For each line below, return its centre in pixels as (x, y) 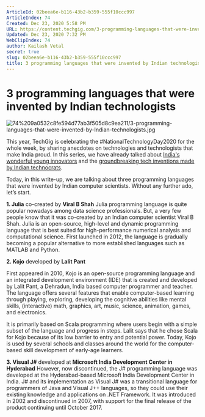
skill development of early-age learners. (74, 350)
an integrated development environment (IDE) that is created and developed (102, 280)
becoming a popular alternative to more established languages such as (95, 243)
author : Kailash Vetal (35, 46)
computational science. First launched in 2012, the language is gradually (97, 237)
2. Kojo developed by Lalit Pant (46, 262)
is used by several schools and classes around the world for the (86, 344)
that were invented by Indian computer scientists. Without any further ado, (100, 186)
